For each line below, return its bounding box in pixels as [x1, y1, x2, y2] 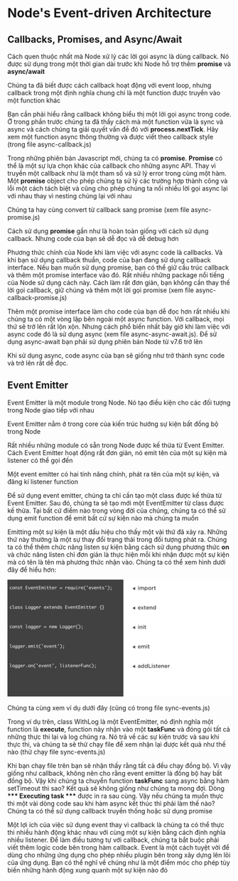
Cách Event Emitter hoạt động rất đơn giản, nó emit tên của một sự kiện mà [7, 448, 227, 456]
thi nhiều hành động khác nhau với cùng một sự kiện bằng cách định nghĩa [7, 828, 226, 836]
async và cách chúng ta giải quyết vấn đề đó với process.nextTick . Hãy [7, 125, 219, 133]
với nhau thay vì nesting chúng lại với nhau [7, 192, 132, 200]
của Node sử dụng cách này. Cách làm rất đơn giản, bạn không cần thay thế [7, 279, 230, 287]
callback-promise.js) [7, 294, 67, 301]
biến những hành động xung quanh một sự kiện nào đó [7, 865, 168, 874]
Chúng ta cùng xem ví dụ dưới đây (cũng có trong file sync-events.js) [7, 703, 211, 712]
